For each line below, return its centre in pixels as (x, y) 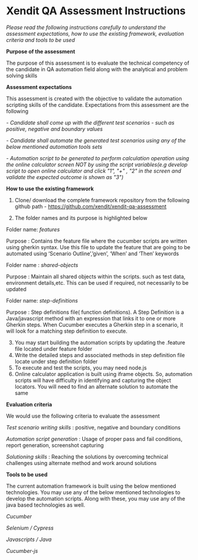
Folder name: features (33, 229)
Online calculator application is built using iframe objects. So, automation (103, 374)
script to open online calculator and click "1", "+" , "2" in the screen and (94, 171)
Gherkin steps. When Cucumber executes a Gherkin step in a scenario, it (95, 324)
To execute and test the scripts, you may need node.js (81, 367)
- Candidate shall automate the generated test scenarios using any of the (96, 140)
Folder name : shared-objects (42, 265)
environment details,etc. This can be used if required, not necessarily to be (98, 282)
